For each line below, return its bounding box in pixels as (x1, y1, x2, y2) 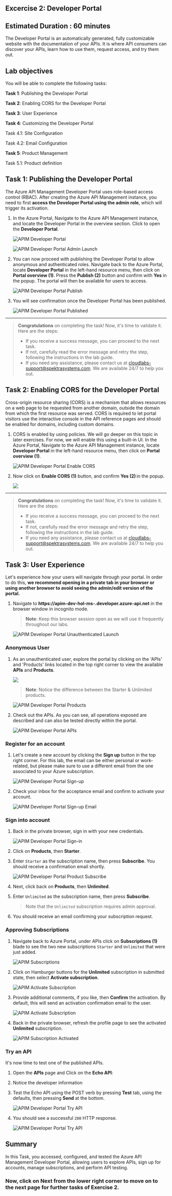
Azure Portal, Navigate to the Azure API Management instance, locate (12, 442, 160, 448)
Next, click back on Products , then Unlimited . (12, 884, 110, 890)
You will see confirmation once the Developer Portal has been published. (12, 297, 166, 304)
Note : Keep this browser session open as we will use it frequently (25, 616, 164, 622)
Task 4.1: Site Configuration (5, 130, 63, 136)
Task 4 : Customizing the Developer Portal (5, 120, 94, 127)
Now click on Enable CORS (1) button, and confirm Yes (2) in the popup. (12, 473, 165, 479)
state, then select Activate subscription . (12, 974, 99, 980)
